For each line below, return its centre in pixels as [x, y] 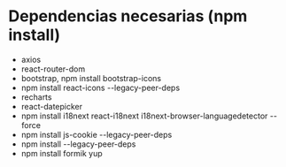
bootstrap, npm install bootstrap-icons [91, 78]
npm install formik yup [62, 153]
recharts [36, 97]
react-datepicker [52, 106]
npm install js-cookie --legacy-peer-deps [97, 134]
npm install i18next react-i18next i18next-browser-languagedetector [144, 116]
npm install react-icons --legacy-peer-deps [100, 87]
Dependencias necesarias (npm [128, 16]
